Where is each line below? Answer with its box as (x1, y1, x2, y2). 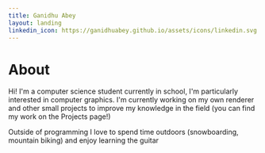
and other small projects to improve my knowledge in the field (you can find (8, 104, 255, 113)
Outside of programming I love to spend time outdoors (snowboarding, (8, 128, 240, 137)
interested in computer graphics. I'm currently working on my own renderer (8, 95, 255, 105)
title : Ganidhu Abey (8, 11, 77, 20)
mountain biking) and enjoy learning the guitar (8, 136, 159, 145)
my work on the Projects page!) (8, 112, 111, 121)
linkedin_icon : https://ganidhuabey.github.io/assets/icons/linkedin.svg (8, 26, 258, 34)
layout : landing (8, 19, 62, 27)
